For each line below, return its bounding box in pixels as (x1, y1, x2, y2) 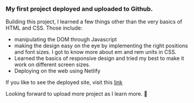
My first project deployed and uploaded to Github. (5, 5, 153, 13)
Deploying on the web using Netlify (14, 67, 101, 75)
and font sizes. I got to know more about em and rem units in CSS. (14, 49, 177, 56)
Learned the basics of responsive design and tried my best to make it (14, 55, 184, 62)
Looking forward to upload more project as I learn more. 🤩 (5, 91, 148, 98)
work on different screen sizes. (14, 61, 90, 68)
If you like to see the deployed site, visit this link (5, 79, 123, 86)
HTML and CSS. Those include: (5, 24, 83, 31)
